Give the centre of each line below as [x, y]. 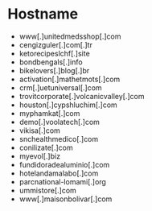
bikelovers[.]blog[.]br [54, 70]
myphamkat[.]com [49, 113]
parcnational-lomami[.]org [62, 181]
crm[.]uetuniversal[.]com [60, 87]
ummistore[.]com [48, 190]
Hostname [43, 14]
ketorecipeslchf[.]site [54, 53]
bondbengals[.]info [51, 62]
